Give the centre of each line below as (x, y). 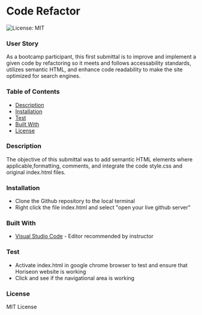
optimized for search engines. (44, 76)
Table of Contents (33, 92)
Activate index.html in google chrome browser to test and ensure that (101, 265)
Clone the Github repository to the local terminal (75, 201)
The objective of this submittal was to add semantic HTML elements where (99, 159)
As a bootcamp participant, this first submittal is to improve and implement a (101, 57)
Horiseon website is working (50, 271)
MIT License (22, 307)
